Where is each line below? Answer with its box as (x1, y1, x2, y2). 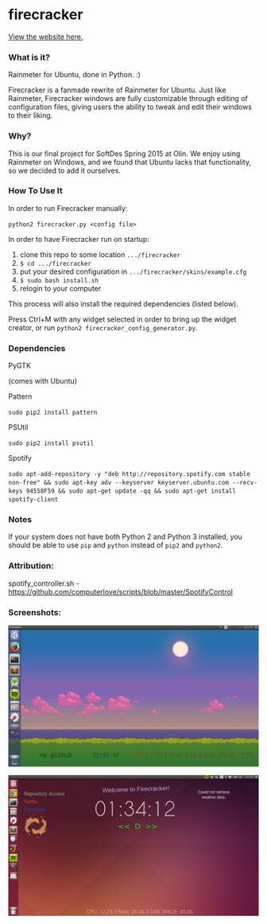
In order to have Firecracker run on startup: (8, 234, 149, 244)
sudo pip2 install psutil (8, 439, 94, 447)
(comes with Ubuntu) (8, 376, 78, 386)
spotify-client (8, 496, 59, 504)
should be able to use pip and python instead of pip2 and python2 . (8, 540, 223, 550)
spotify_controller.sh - (8, 579, 79, 588)
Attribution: (8, 560, 54, 571)
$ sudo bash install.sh (19, 276, 99, 284)
